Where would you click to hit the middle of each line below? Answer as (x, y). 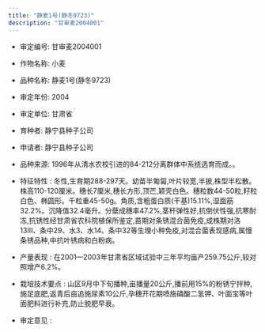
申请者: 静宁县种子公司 (56, 147)
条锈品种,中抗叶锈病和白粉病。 (69, 240)
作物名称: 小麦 (42, 63)
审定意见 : (36, 320)
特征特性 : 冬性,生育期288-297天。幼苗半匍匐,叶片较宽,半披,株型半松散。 (138, 181)
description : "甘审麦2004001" (56, 23)
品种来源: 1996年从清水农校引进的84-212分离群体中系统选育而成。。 (129, 164)
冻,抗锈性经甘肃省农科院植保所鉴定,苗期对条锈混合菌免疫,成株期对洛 (130, 220)
